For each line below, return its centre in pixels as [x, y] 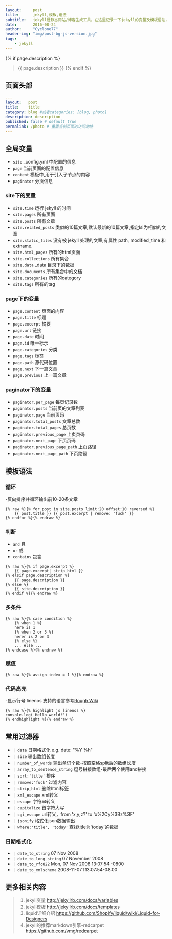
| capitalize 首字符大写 [38, 807]
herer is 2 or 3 [32, 636]
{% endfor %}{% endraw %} [33, 518]
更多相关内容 [26, 887]
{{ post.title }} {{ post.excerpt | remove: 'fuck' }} [74, 513]
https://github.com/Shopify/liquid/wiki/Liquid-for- [108, 913]
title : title [23, 107]
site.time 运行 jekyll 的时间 [42, 208]
